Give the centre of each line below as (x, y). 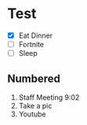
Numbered (34, 78)
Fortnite (31, 44)
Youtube (32, 114)
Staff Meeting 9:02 (49, 97)
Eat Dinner (36, 35)
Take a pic (35, 105)
